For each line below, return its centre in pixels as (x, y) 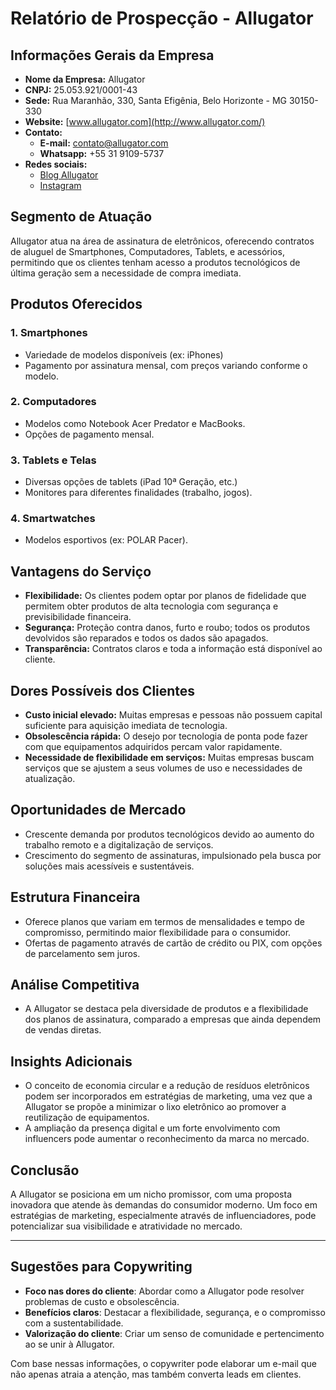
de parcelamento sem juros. (82, 953)
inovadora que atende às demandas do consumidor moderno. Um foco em (164, 1205)
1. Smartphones (49, 333)
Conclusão (45, 1170)
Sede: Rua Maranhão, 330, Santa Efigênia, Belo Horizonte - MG (155, 100)
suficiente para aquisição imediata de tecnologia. (126, 726)
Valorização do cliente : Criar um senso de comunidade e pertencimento (174, 1333)
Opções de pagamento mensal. (89, 434)
